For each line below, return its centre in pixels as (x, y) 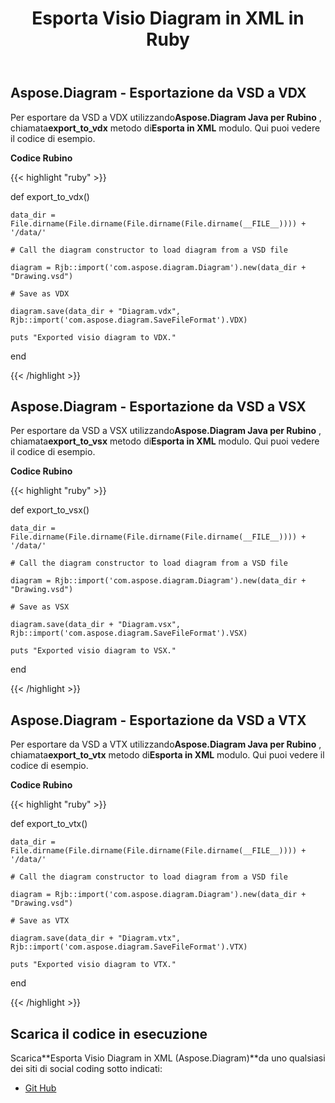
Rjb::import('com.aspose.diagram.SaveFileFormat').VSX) (129, 633)
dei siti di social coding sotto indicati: (86, 1069)
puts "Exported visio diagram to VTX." (93, 965)
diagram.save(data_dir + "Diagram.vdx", (96, 311)
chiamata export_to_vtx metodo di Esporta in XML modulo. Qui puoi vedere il (167, 755)
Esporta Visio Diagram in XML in (168, 18)
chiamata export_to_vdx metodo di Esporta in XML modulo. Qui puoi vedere (165, 128)
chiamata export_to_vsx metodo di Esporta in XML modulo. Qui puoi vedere (165, 441)
